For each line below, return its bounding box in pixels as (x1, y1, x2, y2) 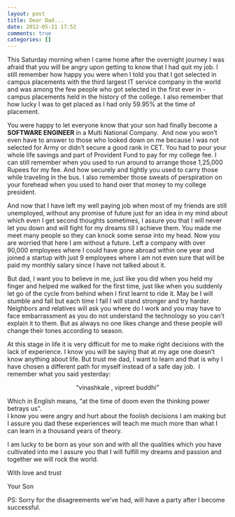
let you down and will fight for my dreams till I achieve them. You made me (7, 224, 222, 232)
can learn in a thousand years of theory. (7, 427, 122, 435)
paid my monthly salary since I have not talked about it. (7, 261, 166, 269)
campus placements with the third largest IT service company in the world (7, 78, 222, 86)
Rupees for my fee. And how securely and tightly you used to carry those (7, 166, 218, 174)
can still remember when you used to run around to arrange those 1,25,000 (7, 158, 223, 167)
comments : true (7, 29, 52, 37)
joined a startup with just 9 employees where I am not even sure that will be (7, 253, 225, 262)
